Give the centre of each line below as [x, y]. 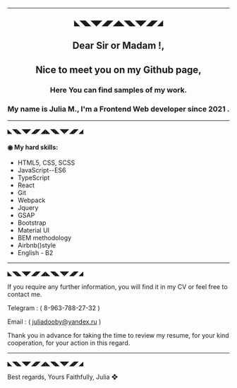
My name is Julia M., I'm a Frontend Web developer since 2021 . [119, 109]
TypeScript [34, 178]
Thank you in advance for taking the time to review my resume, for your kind [118, 336]
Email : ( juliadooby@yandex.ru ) [54, 322]
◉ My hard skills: [33, 147]
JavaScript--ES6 [42, 170]
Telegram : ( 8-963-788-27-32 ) [54, 308]
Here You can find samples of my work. [119, 90]
